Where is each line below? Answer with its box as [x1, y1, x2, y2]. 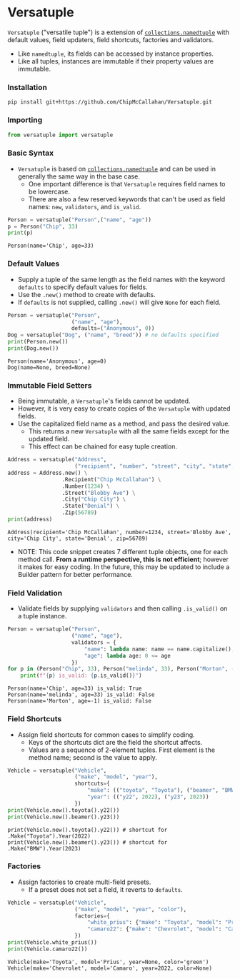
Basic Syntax [7, 148, 54, 158]
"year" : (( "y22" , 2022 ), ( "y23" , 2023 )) [86, 793, 209, 800]
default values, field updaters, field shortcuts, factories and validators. [7, 35, 214, 44]
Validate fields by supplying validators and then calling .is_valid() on [17, 604, 228, 613]
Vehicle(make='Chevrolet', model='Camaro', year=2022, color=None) [7, 965, 213, 972]
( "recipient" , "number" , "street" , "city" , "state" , [74, 463, 235, 470]
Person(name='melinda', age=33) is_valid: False [7, 691, 155, 698]
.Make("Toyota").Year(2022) [7, 833, 91, 840]
